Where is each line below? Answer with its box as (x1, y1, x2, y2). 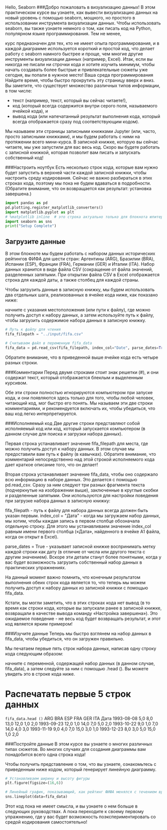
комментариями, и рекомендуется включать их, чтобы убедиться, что (5, 405, 156, 411)
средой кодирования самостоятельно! (5, 819, 87, 825)
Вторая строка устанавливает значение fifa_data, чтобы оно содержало (5, 471, 158, 477)
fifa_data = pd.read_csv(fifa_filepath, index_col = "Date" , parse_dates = (5, 345, 159, 350)
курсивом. (5, 380, 28, 386)
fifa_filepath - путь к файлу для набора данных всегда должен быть (5, 507, 148, 513)
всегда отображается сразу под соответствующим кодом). (12, 119, 139, 124)
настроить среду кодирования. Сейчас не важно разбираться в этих (5, 175, 153, 181)
